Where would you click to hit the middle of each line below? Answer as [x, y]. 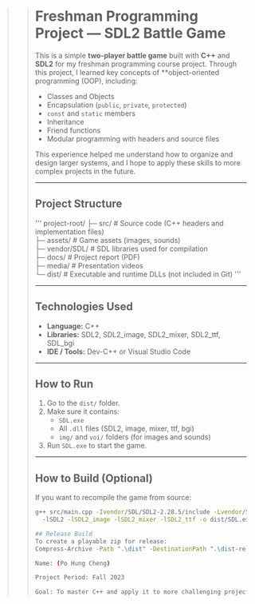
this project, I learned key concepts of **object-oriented [127, 72]
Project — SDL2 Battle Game [130, 33]
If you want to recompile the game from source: [113, 498]
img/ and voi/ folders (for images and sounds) [135, 437]
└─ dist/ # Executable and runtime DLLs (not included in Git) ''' [138, 274]
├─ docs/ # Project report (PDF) [87, 257]
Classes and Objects [80, 96]
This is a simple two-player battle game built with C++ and [132, 55]
